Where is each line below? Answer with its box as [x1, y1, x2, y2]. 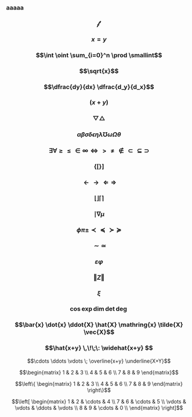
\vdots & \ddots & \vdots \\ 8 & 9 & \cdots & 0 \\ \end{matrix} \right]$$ [14, 404, 184, 411]
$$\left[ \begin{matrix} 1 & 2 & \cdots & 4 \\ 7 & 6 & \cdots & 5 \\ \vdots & [11, 398, 187, 405]
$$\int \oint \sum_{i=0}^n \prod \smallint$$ [35, 51, 163, 59]
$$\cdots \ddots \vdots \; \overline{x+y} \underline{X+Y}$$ [27, 357, 171, 365]
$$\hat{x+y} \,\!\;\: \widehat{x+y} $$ [45, 344, 153, 352]
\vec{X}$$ [83, 328, 115, 336]
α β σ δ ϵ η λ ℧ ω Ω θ [77, 130, 121, 139]
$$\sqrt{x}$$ [79, 67, 119, 75]
